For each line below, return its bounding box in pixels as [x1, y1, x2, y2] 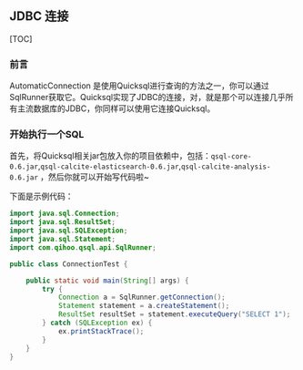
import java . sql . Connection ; [9, 209, 120, 219]
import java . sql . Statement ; [9, 235, 116, 244]
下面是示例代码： [9, 190, 74, 202]
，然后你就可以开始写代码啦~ [40, 171, 150, 182]
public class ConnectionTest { [9, 259, 128, 269]
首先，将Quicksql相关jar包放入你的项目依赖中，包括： [9, 150, 211, 161]
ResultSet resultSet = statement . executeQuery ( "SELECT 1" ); [57, 310, 291, 319]
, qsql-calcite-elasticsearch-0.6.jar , [37, 160, 182, 171]
